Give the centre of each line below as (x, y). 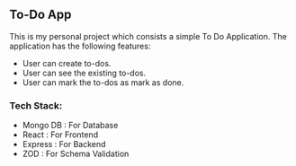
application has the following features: (80, 46)
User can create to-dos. (67, 63)
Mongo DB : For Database (70, 126)
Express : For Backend (64, 144)
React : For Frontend (60, 135)
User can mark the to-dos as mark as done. (103, 82)
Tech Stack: (36, 105)
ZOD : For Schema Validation (76, 154)
